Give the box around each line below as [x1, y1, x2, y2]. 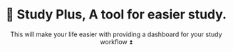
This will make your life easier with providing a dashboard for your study [10, 30, 222, 38]
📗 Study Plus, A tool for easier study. [6, 6, 227, 23]
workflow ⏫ [100, 37, 133, 46]
